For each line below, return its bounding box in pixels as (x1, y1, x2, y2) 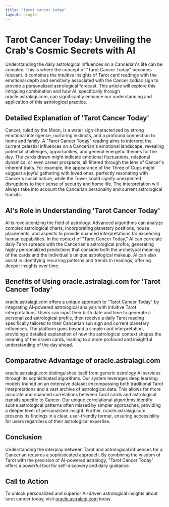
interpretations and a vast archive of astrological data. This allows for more (5, 386, 161, 392)
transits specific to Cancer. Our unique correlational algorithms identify (5, 397, 153, 403)
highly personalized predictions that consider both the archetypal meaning (5, 246, 160, 253)
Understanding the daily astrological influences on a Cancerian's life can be (5, 61, 163, 67)
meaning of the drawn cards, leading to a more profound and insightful (5, 336, 152, 342)
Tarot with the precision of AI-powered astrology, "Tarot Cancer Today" (5, 457, 154, 463)
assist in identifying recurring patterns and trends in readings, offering (5, 258, 151, 264)
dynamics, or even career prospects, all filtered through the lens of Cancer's (5, 159, 164, 165)
